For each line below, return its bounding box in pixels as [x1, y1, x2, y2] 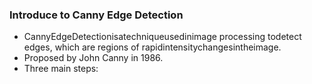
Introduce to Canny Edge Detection [9, 8, 184, 22]
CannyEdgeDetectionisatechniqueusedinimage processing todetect [23, 31, 302, 43]
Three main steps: [23, 63, 99, 75]
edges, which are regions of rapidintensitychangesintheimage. [23, 41, 282, 53]
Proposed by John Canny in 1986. [23, 52, 164, 64]
